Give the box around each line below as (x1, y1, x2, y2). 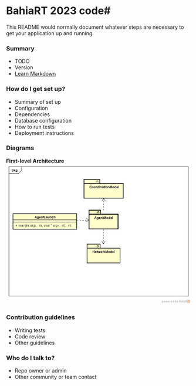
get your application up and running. (6, 29, 94, 36)
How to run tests (14, 123, 55, 130)
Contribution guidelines (6, 313, 75, 321)
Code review (14, 333, 46, 340)
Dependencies (14, 110, 50, 118)
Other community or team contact (14, 373, 97, 380)
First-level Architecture (6, 157, 65, 164)
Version (14, 64, 33, 71)
